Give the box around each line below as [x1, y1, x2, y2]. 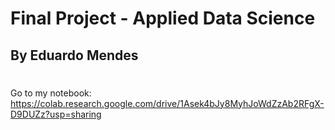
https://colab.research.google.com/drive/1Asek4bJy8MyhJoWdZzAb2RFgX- [10, 97, 325, 109]
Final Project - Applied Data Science [10, 7, 316, 30]
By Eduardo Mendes [10, 47, 139, 64]
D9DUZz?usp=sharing [10, 108, 102, 120]
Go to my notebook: [10, 87, 92, 99]
